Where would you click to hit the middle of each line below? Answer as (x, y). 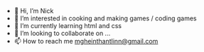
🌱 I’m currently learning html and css (68, 26)
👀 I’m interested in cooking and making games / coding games (105, 18)
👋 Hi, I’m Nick (34, 11)
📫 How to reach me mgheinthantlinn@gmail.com (86, 41)
